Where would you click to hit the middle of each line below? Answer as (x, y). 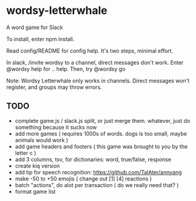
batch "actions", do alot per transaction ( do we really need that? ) (97, 185)
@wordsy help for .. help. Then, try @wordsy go (66, 69)
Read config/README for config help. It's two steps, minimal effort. (90, 51)
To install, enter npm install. (40, 39)
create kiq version (37, 166)
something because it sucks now (56, 127)
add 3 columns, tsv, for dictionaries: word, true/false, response (93, 159)
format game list (35, 191)
